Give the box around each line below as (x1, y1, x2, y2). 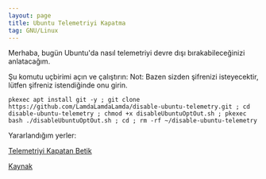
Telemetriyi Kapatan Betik (8, 146, 93, 156)
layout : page (8, 11, 52, 20)
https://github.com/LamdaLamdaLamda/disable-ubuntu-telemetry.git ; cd (8, 103, 250, 111)
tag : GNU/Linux (8, 26, 59, 34)
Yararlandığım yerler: (8, 130, 77, 140)
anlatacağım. (8, 56, 51, 66)
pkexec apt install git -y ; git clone (8, 96, 141, 104)
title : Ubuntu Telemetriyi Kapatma (8, 19, 126, 27)
